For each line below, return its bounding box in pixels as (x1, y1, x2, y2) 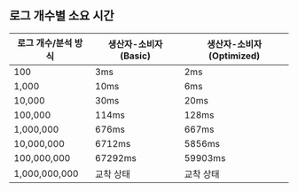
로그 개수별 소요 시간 (9, 8, 114, 24)
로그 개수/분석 (17, 36, 73, 49)
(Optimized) (208, 50, 261, 62)
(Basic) (119, 50, 151, 62)
